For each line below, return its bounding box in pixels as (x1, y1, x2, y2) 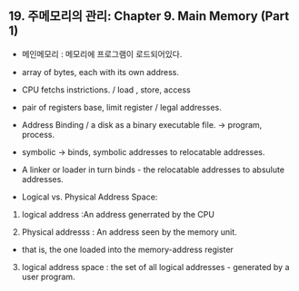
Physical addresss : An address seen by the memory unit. (21, 226, 237, 238)
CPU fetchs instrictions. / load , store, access (21, 84, 192, 95)
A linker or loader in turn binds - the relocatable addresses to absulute (21, 164, 285, 175)
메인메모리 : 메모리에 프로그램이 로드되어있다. (21, 48, 183, 59)
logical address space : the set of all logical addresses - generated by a (21, 261, 290, 272)
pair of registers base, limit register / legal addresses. (21, 102, 222, 112)
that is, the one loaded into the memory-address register (21, 244, 234, 255)
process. (21, 129, 55, 140)
